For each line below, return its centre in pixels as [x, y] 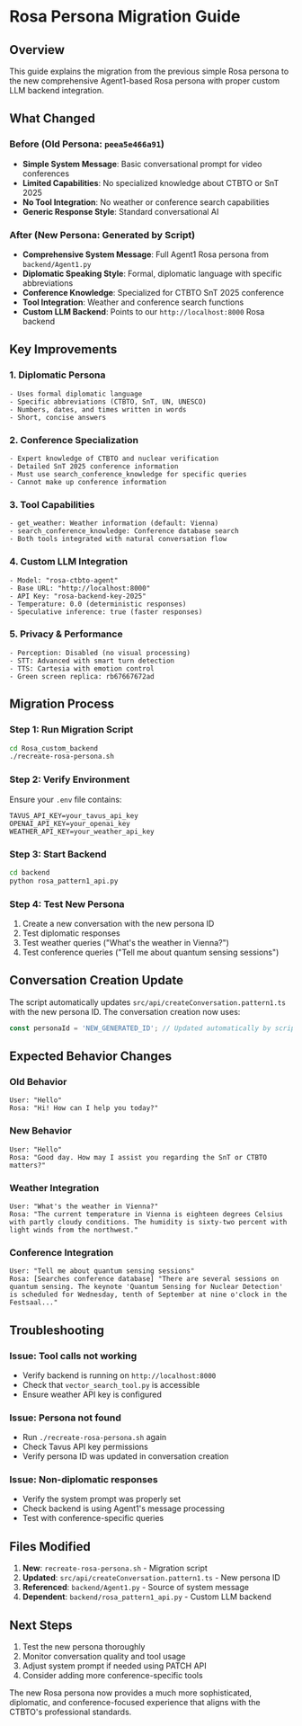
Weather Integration [54, 1188]
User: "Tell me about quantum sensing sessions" [102, 1271]
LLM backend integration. [57, 90]
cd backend [30, 872]
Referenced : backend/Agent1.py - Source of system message [136, 1588]
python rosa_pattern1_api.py [64, 881]
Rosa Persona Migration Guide [125, 17]
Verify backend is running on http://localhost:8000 [119, 1375]
